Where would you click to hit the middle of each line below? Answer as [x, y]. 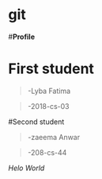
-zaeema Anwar [54, 137]
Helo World [26, 168]
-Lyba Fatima [49, 91]
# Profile [22, 37]
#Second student [36, 122]
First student [51, 69]
